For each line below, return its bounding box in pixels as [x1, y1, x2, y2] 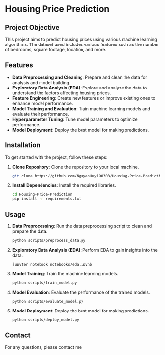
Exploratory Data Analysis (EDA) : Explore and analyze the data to [12, 85, 147, 90]
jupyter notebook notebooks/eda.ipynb [12, 262, 92, 266]
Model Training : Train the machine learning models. [12, 270, 119, 276]
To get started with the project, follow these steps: [5, 154, 108, 160]
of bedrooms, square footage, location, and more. [5, 47, 107, 52]
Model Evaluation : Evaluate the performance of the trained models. [12, 289, 150, 295]
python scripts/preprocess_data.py [12, 238, 86, 243]
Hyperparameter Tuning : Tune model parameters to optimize [12, 116, 138, 122]
